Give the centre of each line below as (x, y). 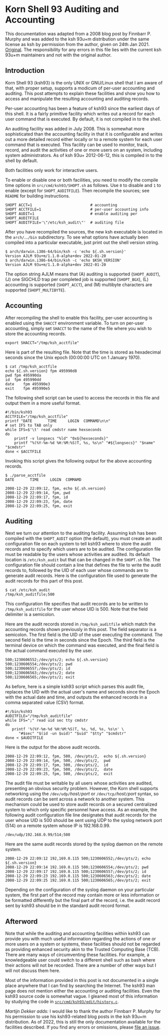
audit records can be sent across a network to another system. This (75, 799)
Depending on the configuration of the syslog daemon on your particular (80, 890)
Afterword (21, 921)
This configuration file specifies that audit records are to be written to (77, 604)
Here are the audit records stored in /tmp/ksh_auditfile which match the (80, 624)
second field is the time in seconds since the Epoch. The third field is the (80, 640)
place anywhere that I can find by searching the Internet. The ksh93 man (80, 985)
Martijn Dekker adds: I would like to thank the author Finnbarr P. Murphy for (83, 1011)
